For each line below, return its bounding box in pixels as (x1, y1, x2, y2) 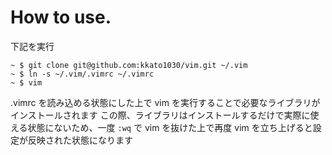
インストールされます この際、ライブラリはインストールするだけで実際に (10, 109, 311, 121)
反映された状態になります (27, 134, 133, 146)
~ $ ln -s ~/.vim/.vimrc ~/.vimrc (10, 69, 155, 79)
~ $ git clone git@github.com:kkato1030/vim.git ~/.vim (10, 60, 248, 70)
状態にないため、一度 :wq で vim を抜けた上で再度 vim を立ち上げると (27, 121, 313, 133)
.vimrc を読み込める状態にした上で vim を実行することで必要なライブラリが (10, 96, 321, 108)
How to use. (10, 6, 112, 29)
